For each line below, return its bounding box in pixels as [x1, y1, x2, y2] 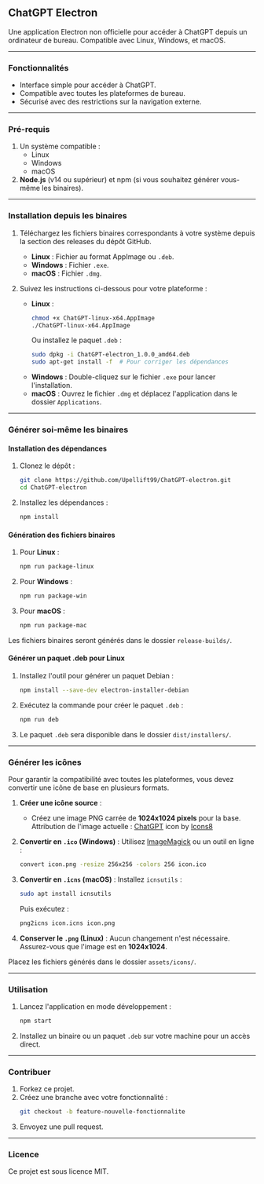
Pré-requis [8, 124, 50, 135]
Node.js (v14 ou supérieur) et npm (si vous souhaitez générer [19, 175, 220, 185]
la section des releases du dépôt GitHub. [19, 236, 152, 246]
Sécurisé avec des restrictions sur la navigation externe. [19, 97, 202, 107]
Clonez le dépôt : [19, 461, 75, 470]
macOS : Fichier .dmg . [31, 269, 102, 278]
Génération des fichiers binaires [8, 530, 115, 539]
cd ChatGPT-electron [19, 484, 87, 492]
